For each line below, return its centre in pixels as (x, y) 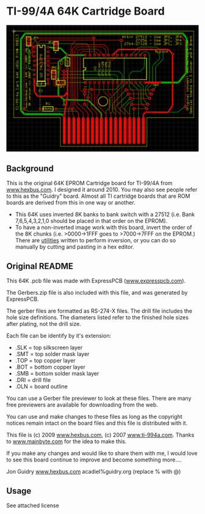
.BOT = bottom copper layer (50, 367)
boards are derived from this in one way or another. (71, 203)
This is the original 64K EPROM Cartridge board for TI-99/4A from (89, 183)
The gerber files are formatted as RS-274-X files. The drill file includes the (99, 311)
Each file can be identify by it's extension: (59, 336)
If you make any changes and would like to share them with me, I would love (102, 454)
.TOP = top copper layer (45, 361)
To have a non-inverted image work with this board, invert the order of (103, 228)
